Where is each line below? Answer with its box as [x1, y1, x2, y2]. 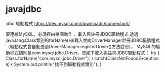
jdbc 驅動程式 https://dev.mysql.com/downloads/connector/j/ [5, 20, 130, 26]
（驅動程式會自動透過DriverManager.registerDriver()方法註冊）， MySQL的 [5, 43, 156, 49]
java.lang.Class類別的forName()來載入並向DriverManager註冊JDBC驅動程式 [5, 37, 160, 43]
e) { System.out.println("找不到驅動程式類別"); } [5, 61, 102, 67]
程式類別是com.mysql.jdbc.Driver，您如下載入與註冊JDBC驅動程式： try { [9, 50, 160, 56]
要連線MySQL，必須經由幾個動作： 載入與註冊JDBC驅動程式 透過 [5, 31, 139, 37]
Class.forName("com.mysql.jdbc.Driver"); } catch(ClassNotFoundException [5, 55, 159, 61]
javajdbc [5, 3, 41, 15]
